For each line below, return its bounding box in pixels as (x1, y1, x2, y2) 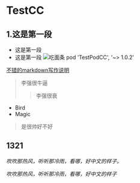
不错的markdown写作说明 (6, 67, 70, 73)
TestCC (6, 4, 44, 17)
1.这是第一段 (6, 29, 52, 39)
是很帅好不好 (20, 123, 53, 130)
